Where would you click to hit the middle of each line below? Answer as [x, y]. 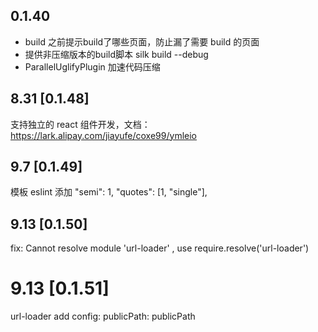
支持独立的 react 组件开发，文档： [80, 124]
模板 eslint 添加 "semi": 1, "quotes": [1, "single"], [109, 192]
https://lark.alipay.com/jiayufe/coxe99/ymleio [103, 135]
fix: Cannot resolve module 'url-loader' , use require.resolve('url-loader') [160, 248]
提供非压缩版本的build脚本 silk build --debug [116, 54]
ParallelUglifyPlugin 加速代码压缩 [92, 66]
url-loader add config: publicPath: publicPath [103, 316]
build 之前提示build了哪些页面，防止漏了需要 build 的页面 [142, 41]
